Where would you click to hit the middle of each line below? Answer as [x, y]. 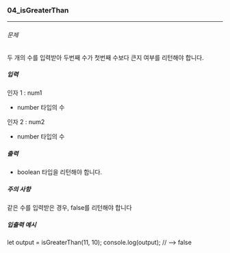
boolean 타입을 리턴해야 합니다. [60, 172]
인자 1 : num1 [25, 93]
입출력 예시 [22, 225]
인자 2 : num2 [26, 122]
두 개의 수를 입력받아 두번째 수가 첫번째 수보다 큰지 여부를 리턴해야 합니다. [105, 58]
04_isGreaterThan [38, 10]
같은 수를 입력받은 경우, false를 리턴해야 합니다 [69, 208]
